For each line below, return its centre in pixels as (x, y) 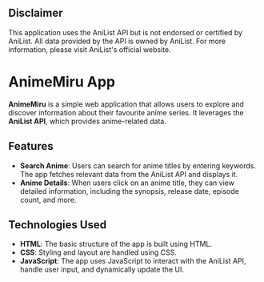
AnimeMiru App (62, 82)
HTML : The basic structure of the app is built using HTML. (116, 244)
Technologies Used (57, 225)
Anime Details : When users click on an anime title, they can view (127, 183)
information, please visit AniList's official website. (90, 49)
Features (31, 146)
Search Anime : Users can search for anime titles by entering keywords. (138, 165)
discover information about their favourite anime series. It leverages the (126, 112)
